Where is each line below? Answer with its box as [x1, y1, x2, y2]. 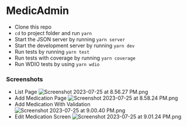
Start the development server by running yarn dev [14, 42, 135, 49]
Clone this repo [14, 23, 51, 30]
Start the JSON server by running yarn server [14, 36, 126, 43]
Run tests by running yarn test [14, 48, 89, 55]
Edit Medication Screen [14, 113, 71, 120]
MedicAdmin [6, 4, 70, 17]
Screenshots [6, 75, 43, 83]
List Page [14, 89, 37, 96]
